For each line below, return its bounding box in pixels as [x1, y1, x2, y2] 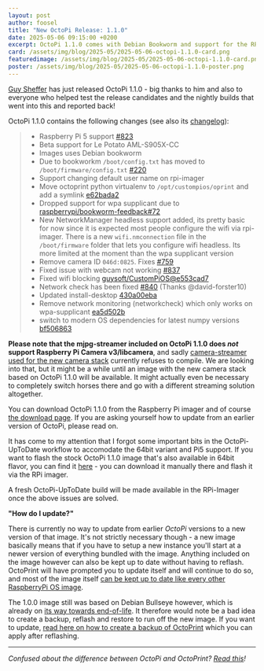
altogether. [8, 389, 43, 398]
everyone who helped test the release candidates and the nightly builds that [8, 92, 254, 102]
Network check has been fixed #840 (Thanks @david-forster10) [38, 282, 247, 291]
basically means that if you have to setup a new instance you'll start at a [8, 540, 241, 550]
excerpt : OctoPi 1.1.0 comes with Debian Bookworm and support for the [8, 41, 247, 49]
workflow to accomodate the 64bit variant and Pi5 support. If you [42, 444, 254, 454]
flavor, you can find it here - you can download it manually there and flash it [8, 461, 253, 470]
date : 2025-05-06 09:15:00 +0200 [8, 33, 118, 42]
